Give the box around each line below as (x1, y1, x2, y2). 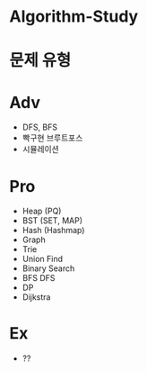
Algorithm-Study (9, 6, 139, 27)
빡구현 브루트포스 (22, 132, 83, 143)
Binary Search (22, 263, 75, 274)
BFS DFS (22, 273, 56, 284)
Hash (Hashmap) (22, 225, 85, 236)
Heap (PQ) (22, 205, 62, 217)
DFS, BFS (22, 122, 58, 132)
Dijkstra (22, 292, 51, 303)
